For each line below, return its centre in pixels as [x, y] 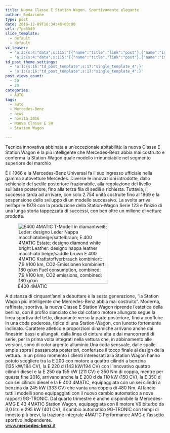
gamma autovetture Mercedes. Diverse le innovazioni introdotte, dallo [78, 178]
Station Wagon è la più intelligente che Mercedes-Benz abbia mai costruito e [85, 152]
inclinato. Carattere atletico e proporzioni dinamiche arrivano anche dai [79, 328]
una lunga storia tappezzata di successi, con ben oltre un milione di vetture [83, 211]
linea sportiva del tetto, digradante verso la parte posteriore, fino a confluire [84, 317]
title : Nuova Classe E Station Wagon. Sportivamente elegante [72, 10]
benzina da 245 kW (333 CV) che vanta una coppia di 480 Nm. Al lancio [80, 388]
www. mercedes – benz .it [30, 425]
